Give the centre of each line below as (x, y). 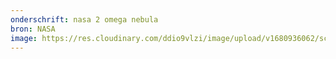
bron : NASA (33, 29)
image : (24, 38)
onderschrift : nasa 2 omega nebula (84, 19)
